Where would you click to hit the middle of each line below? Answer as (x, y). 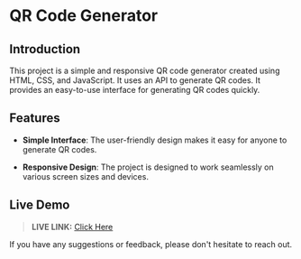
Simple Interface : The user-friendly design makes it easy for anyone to (155, 140)
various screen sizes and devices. (85, 176)
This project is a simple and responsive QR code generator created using (145, 70)
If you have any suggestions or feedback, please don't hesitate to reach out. (151, 244)
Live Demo (40, 205)
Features (35, 118)
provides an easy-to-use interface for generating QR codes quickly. (135, 90)
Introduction (45, 49)
